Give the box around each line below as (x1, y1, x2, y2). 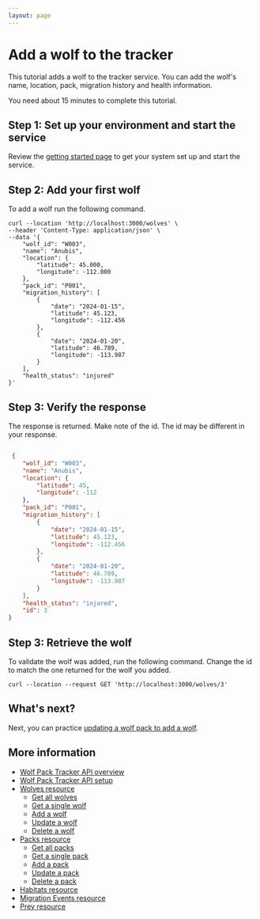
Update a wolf (31, 817, 77, 827)
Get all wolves (31, 792, 77, 802)
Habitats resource (19, 884, 78, 894)
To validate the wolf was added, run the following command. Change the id (8, 656, 253, 666)
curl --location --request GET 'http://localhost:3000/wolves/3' (8, 680, 228, 689)
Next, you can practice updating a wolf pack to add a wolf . (8, 723, 199, 732)
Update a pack (31, 868, 80, 877)
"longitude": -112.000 (36, 268, 111, 276)
